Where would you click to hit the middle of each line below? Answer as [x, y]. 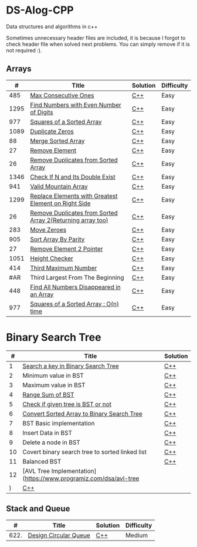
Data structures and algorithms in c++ [52, 26]
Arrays [19, 69]
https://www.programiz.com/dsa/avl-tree [82, 478]
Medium [137, 535]
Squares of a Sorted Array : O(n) [74, 304]
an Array [42, 294]
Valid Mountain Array [59, 186]
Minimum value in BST [53, 375]
